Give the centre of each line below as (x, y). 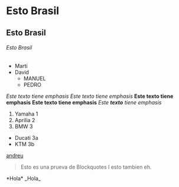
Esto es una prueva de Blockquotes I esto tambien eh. (86, 167)
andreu (15, 155)
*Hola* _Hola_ (24, 178)
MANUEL (35, 78)
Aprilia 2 (25, 120)
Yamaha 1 (26, 114)
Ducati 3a (26, 137)
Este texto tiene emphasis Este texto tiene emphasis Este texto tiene (90, 96)
